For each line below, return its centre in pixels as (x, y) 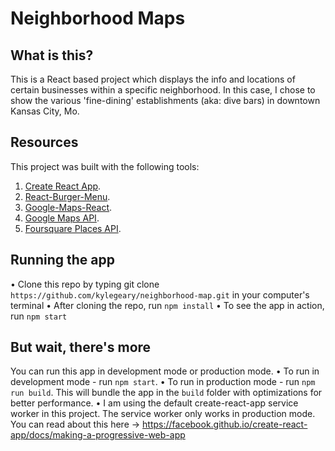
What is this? (52, 55)
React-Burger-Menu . (67, 196)
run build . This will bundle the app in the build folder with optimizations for (166, 393)
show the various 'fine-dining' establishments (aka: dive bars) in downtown (165, 100)
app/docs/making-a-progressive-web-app (98, 435)
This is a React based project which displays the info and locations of (153, 79)
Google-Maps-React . (68, 207)
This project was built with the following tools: (105, 166)
